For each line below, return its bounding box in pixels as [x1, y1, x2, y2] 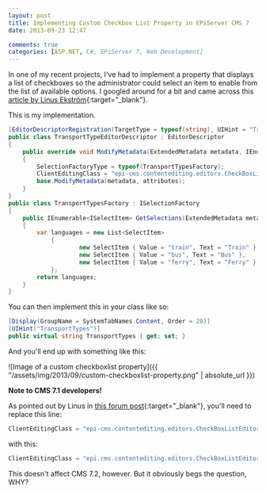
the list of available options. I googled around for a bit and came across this [8, 86, 254, 96]
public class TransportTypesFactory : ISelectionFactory [8, 199, 200, 207]
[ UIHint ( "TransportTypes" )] [8, 325, 101, 333]
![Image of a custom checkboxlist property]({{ [8, 361, 158, 371]
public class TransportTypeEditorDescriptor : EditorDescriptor [8, 133, 225, 141]
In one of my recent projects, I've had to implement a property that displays [8, 70, 254, 79]
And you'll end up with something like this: [8, 346, 146, 356]
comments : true [8, 40, 59, 48]
